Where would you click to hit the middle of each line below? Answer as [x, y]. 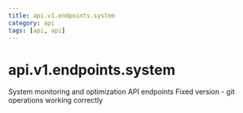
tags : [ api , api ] [37, 30]
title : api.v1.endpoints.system [62, 16]
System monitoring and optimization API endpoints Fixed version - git [121, 92]
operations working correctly [56, 100]
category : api [32, 23]
